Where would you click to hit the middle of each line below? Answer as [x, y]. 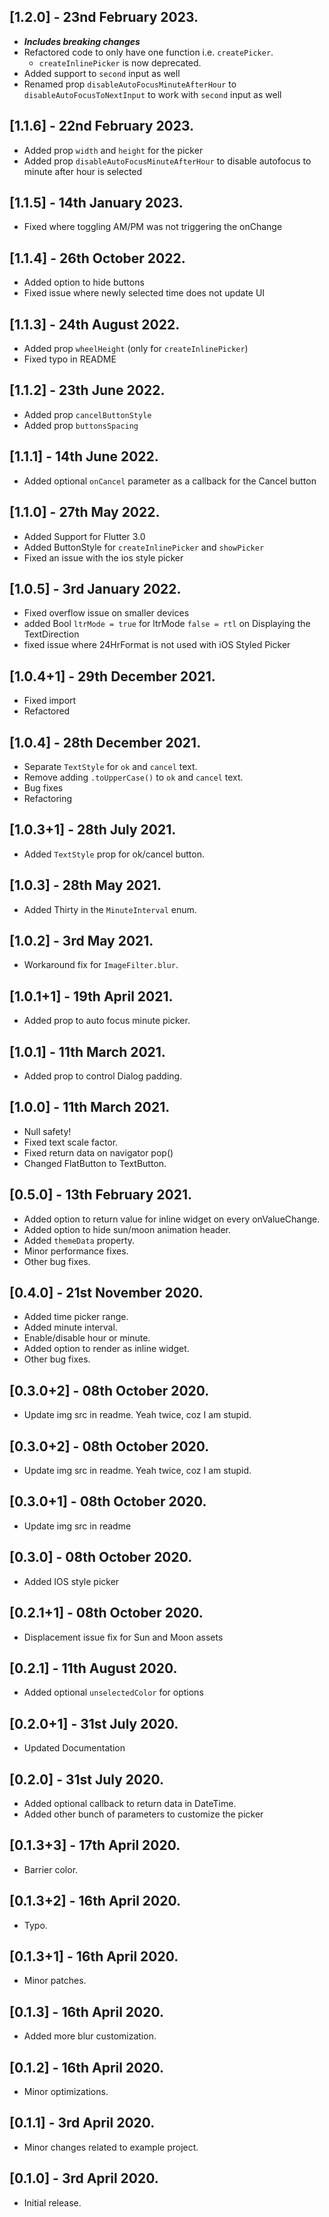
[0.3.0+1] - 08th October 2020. [108, 1501]
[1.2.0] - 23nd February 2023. [104, 17]
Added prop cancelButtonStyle [87, 414]
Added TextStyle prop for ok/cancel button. [114, 854]
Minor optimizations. [66, 2091]
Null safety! [47, 1131]
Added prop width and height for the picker [113, 150]
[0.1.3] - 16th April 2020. [86, 2011]
